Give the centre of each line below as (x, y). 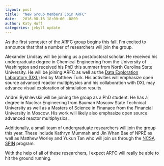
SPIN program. (20, 143)
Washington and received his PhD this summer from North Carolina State (79, 67)
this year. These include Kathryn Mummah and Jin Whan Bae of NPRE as (79, 133)
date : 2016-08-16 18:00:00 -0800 (41, 19)
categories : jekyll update (33, 28)
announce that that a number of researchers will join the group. (69, 47)
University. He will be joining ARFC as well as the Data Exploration (72, 72)
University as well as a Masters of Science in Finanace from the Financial (79, 108)
